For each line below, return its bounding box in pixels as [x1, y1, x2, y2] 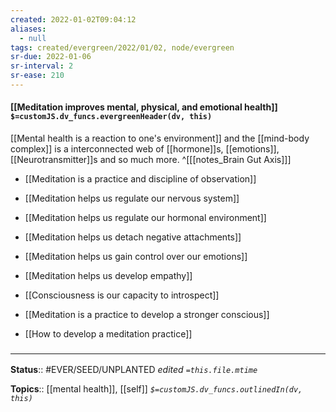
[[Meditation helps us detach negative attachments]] [24, 231, 242, 243]
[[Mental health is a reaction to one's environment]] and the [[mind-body [10, 132, 310, 145]
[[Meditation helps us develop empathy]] [24, 270, 193, 282]
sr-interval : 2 [10, 61, 74, 71]
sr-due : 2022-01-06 [10, 52, 92, 62]
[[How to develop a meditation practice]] [24, 328, 193, 340]
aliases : [10, 24, 47, 34]
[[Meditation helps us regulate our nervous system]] [24, 192, 240, 205]
